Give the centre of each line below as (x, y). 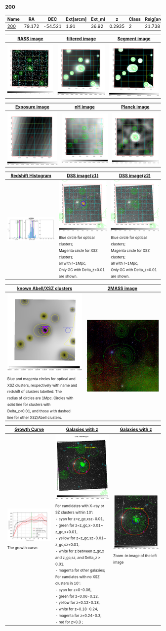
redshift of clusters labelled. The (35, 392)
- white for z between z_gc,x (80, 551)
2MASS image (122, 288)
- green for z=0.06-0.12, (77, 596)
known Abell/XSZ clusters (45, 288)
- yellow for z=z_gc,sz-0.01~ (81, 538)
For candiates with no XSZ (77, 577)
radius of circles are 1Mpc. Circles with (40, 398)
